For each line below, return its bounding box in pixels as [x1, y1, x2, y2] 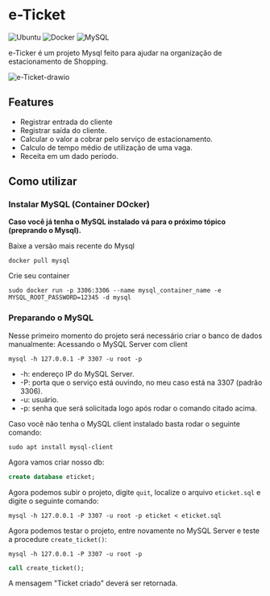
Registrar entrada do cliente [19, 117, 113, 127]
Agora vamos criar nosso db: [8, 457, 105, 467]
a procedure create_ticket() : [8, 534, 107, 544]
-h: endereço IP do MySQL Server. [19, 369, 135, 378]
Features [8, 95, 54, 110]
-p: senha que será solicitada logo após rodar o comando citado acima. [19, 403, 258, 413]
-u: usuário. [19, 394, 59, 404]
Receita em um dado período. [19, 151, 118, 160]
